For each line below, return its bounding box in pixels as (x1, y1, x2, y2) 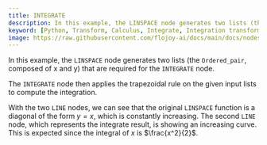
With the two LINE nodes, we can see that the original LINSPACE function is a (8, 103, 256, 113)
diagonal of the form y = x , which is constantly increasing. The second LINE (8, 112, 256, 121)
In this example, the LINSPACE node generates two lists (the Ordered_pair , (8, 55, 247, 65)
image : (8, 33, 30, 42)
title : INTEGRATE (8, 11, 66, 20)
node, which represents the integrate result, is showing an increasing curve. (8, 120, 257, 129)
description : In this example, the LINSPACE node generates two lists (8, 19, 247, 27)
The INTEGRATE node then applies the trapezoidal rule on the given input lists (8, 79, 257, 89)
